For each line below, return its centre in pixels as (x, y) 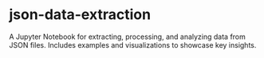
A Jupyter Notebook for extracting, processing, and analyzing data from (128, 37)
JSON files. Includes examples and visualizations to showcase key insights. (133, 44)
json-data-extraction (80, 15)
